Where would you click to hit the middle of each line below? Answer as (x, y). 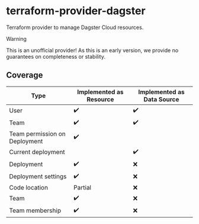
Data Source (161, 99)
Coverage (25, 75)
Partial (83, 187)
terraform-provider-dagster (76, 11)
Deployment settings (38, 177)
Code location (29, 187)
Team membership (35, 210)
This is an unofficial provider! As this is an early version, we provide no (92, 50)
